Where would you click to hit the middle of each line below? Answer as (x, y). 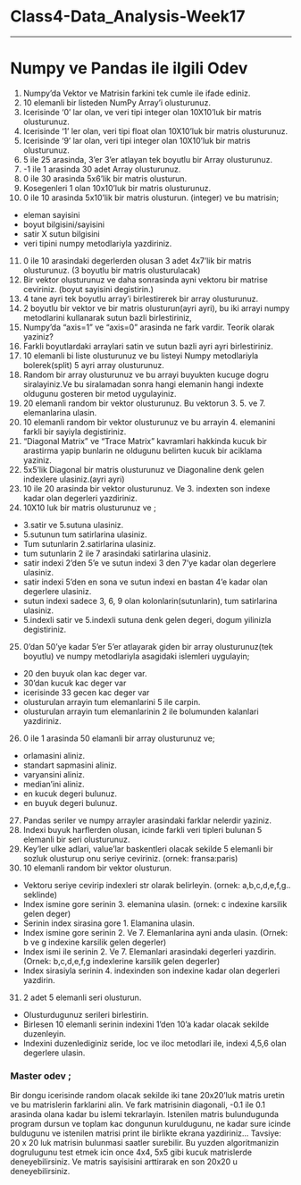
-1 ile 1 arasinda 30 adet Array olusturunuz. (102, 169)
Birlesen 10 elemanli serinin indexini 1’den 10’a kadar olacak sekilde (146, 1024)
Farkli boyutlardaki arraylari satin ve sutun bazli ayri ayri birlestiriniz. (148, 346)
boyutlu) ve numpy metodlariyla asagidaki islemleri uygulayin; (136, 656)
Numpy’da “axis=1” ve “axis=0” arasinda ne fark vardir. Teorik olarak (149, 327)
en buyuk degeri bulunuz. (70, 803)
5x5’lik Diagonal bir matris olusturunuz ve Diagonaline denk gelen (143, 469)
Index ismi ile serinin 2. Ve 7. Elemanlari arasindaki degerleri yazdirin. (150, 951)
